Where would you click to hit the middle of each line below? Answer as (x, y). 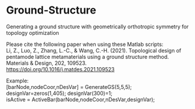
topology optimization (32, 32)
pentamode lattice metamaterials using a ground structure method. (88, 57)
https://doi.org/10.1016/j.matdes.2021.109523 (61, 69)
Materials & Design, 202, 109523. (46, 63)
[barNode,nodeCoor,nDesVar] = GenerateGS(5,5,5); (69, 87)
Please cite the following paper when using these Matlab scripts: (85, 44)
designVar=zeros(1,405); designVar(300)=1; (59, 93)
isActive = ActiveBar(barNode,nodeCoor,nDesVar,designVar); (81, 99)
